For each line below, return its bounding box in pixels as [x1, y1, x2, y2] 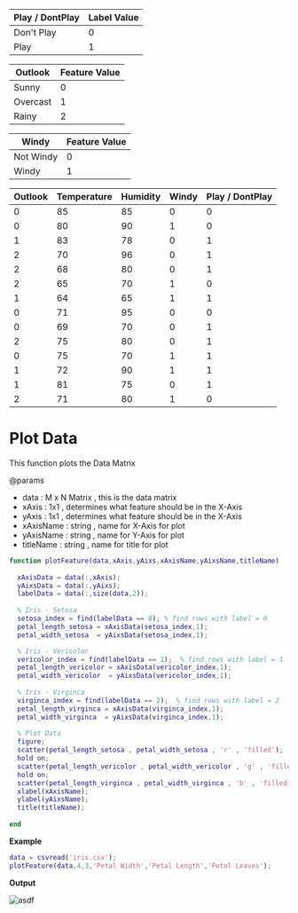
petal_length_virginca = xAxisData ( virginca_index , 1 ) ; [17, 704, 224, 713]
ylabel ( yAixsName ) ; [17, 795, 90, 804]
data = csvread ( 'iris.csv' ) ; [9, 853, 117, 862]
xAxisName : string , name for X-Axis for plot [21, 520, 186, 531]
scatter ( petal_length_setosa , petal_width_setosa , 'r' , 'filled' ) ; [17, 745, 284, 755]
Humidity [121, 191, 161, 202]
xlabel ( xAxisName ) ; [17, 787, 90, 796]
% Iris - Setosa [17, 606, 77, 615]
